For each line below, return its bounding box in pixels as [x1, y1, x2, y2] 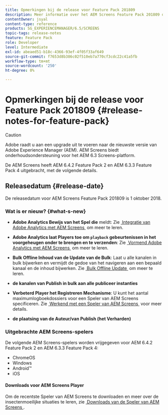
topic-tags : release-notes [5, 31, 61, 36]
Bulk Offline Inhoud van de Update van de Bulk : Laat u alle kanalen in [12, 254, 156, 261]
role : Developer [5, 40, 39, 45]
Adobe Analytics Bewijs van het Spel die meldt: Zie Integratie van [12, 219, 151, 225]
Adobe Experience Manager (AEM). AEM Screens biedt [5, 147, 119, 153]
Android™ [12, 365, 32, 371]
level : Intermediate [5, 45, 48, 50]
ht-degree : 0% [5, 68, 35, 73]
